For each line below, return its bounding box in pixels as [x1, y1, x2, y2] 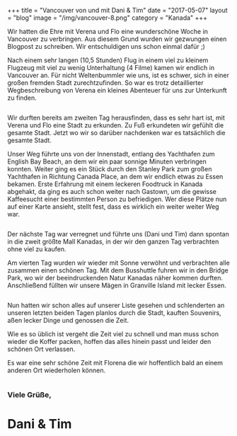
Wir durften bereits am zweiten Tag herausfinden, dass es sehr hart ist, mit [7, 113, 225, 122]
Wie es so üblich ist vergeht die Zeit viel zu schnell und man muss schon [7, 330, 219, 338]
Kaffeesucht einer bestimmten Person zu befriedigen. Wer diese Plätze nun [7, 195, 227, 203]
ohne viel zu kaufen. [7, 245, 67, 253]
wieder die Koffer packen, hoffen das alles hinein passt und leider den [7, 338, 212, 345]
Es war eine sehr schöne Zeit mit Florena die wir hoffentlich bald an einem [7, 359, 224, 367]
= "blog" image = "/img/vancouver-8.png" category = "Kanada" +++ [7, 13, 207, 22]
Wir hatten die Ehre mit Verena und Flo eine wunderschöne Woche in [7, 28, 209, 35]
